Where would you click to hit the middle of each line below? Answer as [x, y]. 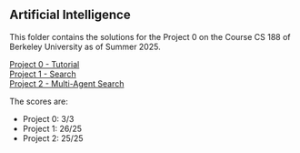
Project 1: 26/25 [52, 128]
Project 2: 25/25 [53, 138]
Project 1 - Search [43, 74]
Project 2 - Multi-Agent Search [67, 83]
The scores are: [39, 101]
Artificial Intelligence [70, 15]
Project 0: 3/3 [48, 118]
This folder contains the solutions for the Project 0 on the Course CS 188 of [150, 36]
